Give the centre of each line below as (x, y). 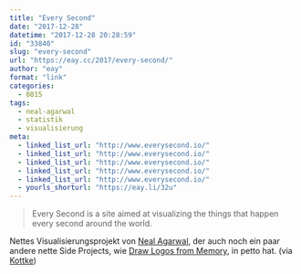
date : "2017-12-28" (47, 26)
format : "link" (38, 78)
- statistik (41, 120)
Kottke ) (23, 260)
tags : (20, 103)
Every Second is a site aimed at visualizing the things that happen (155, 214)
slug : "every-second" (51, 52)
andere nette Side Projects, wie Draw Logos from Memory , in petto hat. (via (151, 251)
